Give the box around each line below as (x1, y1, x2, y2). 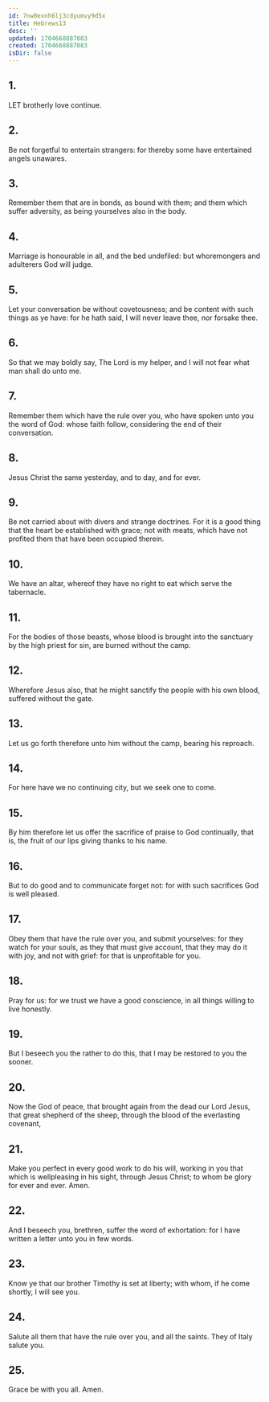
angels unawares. (8, 154, 67, 163)
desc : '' (8, 27, 38, 35)
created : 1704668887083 (8, 42, 88, 50)
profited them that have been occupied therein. (8, 534, 165, 543)
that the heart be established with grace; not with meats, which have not (8, 526, 248, 535)
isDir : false (8, 49, 52, 57)
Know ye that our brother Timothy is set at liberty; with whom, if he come (8, 1278, 251, 1288)
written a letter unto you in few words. (8, 1233, 134, 1243)
